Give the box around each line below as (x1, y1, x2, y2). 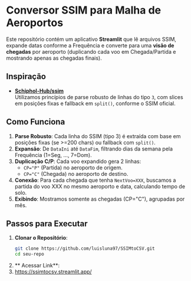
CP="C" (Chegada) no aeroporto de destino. (23, 170, 129, 177)
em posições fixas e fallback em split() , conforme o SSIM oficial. (14, 100, 176, 107)
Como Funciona (6, 117, 65, 127)
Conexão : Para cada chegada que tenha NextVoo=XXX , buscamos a (14, 177, 176, 184)
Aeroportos (6, 16, 64, 30)
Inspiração (6, 71, 46, 81)
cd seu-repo (14, 251, 44, 257)
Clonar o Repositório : (14, 234, 68, 241)
